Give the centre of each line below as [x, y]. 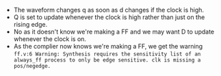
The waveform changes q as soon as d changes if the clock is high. [108, 10]
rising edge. [30, 24]
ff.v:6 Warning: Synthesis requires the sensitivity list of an [107, 54]
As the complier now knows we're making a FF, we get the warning [108, 46]
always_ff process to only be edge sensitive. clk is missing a [107, 60]
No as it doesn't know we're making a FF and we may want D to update [114, 31]
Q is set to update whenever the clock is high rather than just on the [109, 17]
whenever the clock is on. [50, 39]
